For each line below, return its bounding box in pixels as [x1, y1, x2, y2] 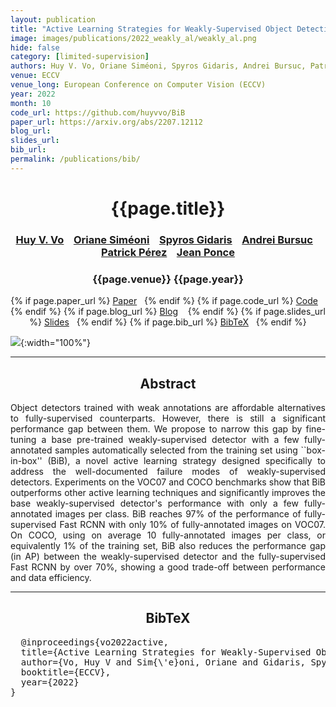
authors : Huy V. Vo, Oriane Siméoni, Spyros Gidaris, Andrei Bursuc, [10, 61, 307, 71]
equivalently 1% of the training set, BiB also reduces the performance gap [10, 539, 326, 551]
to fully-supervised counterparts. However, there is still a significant [10, 412, 326, 424]
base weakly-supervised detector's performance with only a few [10, 497, 299, 509]
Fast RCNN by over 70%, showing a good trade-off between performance [10, 561, 326, 573]
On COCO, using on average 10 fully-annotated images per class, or [10, 529, 326, 541]
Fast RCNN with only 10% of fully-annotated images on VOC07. [59, 518, 326, 530]
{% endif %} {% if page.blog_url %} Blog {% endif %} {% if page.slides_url [10, 306, 326, 318]
